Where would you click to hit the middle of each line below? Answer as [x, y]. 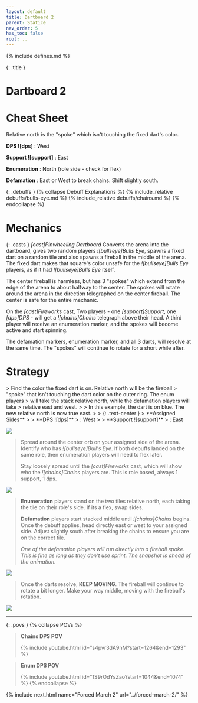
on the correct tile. [43, 538]
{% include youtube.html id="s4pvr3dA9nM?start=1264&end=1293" [103, 648]
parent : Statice [26, 22]
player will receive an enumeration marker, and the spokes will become [92, 324]
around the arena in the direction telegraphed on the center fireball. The [93, 294]
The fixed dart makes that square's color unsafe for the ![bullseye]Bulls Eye [97, 263]
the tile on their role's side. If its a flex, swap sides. [82, 507]
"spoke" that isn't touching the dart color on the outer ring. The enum [90, 394]
